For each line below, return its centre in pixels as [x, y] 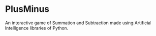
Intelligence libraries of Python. [37, 28]
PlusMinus [27, 9]
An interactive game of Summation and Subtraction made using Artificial [78, 23]
